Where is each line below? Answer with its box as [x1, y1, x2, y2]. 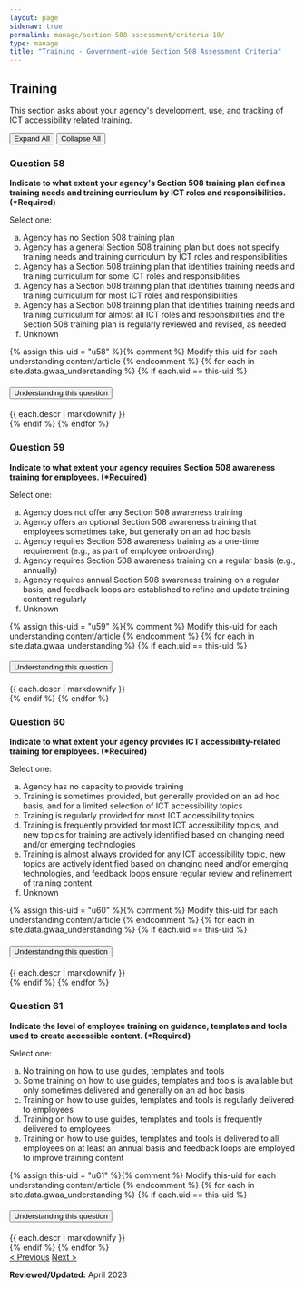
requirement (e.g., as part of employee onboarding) [22, 545, 215, 556]
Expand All [14, 134, 50, 144]
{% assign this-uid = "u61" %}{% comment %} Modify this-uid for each [9, 1169, 277, 1181]
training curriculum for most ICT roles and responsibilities [22, 290, 238, 301]
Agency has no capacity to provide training [22, 781, 184, 792]
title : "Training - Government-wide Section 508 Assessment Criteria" [9, 47, 282, 56]
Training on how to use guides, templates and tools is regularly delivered [22, 1094, 295, 1105]
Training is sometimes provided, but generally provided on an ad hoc [22, 791, 280, 802]
